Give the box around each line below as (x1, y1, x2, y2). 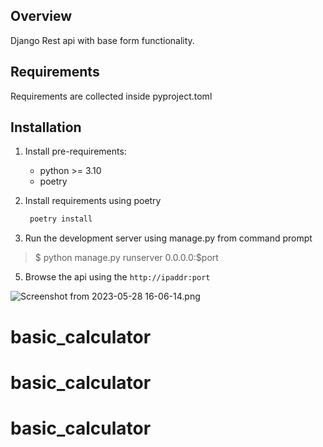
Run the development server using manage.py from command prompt (24, 232, 313, 244)
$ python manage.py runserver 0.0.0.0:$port (34, 252, 219, 264)
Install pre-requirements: (24, 145, 127, 158)
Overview (10, 8, 73, 25)
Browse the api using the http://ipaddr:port (24, 271, 211, 283)
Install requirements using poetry (24, 195, 162, 207)
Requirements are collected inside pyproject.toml (10, 90, 213, 102)
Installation (10, 119, 82, 136)
